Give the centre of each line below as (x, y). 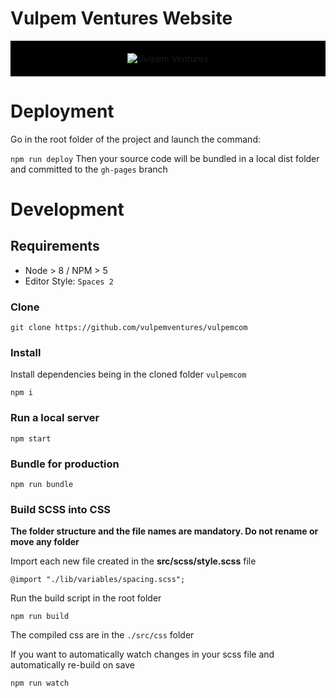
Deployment (62, 111)
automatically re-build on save (72, 665)
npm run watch (40, 683)
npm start (31, 438)
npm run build (40, 617)
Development (67, 209)
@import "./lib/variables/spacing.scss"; (98, 580)
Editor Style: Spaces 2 (69, 281)
